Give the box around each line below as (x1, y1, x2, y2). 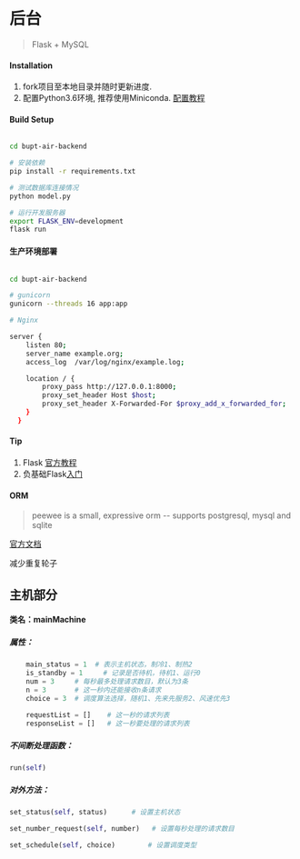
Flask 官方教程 (22, 457, 77, 468)
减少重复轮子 (9, 558, 57, 569)
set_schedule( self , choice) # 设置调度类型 (9, 840, 197, 850)
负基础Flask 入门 (22, 469, 84, 479)
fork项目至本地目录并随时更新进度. (22, 81, 153, 92)
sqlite (31, 520, 53, 531)
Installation (9, 60, 53, 71)
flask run (9, 225, 47, 235)
